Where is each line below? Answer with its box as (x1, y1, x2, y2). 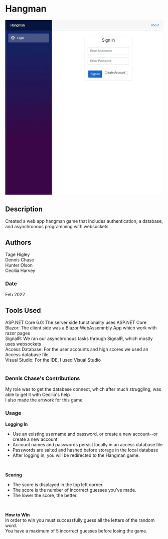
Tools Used (5, 306, 41, 315)
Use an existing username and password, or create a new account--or (12, 431, 158, 437)
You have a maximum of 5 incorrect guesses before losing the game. (5, 527, 147, 534)
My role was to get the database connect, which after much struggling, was (5, 386, 161, 392)
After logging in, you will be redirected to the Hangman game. (12, 452, 140, 458)
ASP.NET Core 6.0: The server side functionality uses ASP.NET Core (5, 319, 147, 325)
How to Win (5, 512, 30, 518)
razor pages (5, 330, 30, 336)
